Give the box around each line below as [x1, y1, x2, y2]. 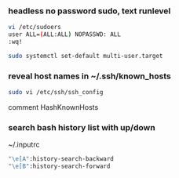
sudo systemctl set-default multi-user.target [8, 52, 163, 60]
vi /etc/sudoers [8, 24, 61, 31]
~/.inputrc [8, 140, 40, 150]
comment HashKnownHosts [8, 102, 99, 111]
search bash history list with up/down [8, 122, 155, 133]
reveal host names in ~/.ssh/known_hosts [8, 71, 171, 82]
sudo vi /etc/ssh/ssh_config [8, 89, 104, 96]
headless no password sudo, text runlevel [8, 5, 171, 16]
